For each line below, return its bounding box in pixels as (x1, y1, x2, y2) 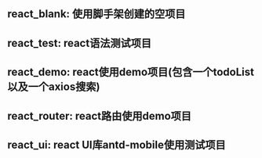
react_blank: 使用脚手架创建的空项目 (7, 7, 186, 21)
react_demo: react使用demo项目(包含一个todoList (7, 66, 254, 79)
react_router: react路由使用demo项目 (7, 109, 192, 123)
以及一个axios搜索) (7, 81, 100, 94)
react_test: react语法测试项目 (7, 36, 152, 49)
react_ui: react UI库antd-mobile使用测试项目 (7, 138, 226, 151)
